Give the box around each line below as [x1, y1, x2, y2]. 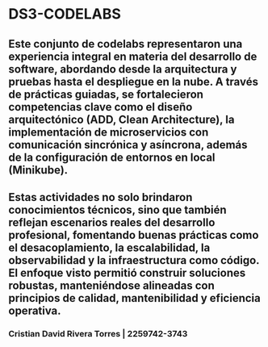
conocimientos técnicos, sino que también [8, 203, 228, 216]
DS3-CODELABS [8, 5, 121, 23]
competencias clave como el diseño [8, 100, 193, 114]
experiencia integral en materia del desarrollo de [8, 49, 258, 63]
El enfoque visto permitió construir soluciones [8, 265, 246, 279]
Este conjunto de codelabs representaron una [8, 37, 243, 51]
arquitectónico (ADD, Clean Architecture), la [8, 112, 235, 126]
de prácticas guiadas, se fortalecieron [8, 87, 204, 101]
